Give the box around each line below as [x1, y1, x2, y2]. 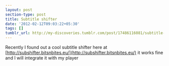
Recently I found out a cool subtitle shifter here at [5, 44, 108, 50]
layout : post [5, 7, 33, 12]
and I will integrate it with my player [5, 55, 79, 60]
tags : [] [5, 26, 24, 31]
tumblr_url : [5, 30, 30, 35]
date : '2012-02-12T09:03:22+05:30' [5, 21, 80, 26]
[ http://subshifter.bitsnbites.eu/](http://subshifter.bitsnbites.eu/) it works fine [5, 49, 163, 55]
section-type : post [5, 12, 46, 17]
